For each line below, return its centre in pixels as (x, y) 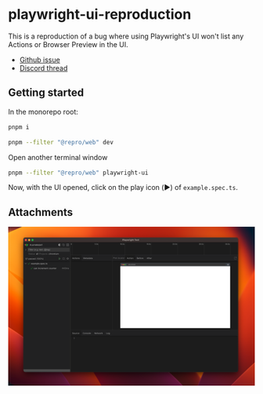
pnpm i (19, 127)
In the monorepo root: (43, 111)
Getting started (46, 93)
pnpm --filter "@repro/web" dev (61, 142)
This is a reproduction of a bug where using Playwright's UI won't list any (126, 36)
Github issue (40, 60)
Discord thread (43, 67)
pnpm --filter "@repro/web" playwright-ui (78, 173)
